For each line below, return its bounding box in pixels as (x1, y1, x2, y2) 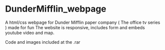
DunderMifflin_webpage (5, 3, 107, 15)
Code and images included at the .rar (5, 39, 80, 45)
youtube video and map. (5, 30, 55, 35)
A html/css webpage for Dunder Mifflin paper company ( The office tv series (5, 19, 161, 25)
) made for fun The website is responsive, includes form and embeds (5, 24, 145, 30)
